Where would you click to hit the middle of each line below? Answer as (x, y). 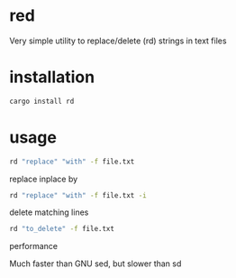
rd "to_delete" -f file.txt (62, 229)
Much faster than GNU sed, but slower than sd (95, 264)
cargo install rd (42, 101)
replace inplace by (44, 179)
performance (34, 246)
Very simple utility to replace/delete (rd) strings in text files (118, 41)
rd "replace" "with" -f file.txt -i (78, 195)
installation (52, 77)
